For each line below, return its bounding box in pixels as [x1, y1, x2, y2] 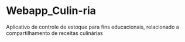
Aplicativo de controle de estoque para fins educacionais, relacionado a [6, 23, 180, 30]
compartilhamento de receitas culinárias [6, 29, 104, 36]
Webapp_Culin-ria [6, 4, 97, 17]
